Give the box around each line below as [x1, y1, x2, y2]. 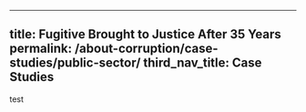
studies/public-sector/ [9, 56, 141, 71]
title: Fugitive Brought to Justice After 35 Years [9, 26, 282, 42]
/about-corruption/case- [74, 41, 219, 56]
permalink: [9, 41, 73, 56]
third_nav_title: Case [143, 56, 262, 71]
